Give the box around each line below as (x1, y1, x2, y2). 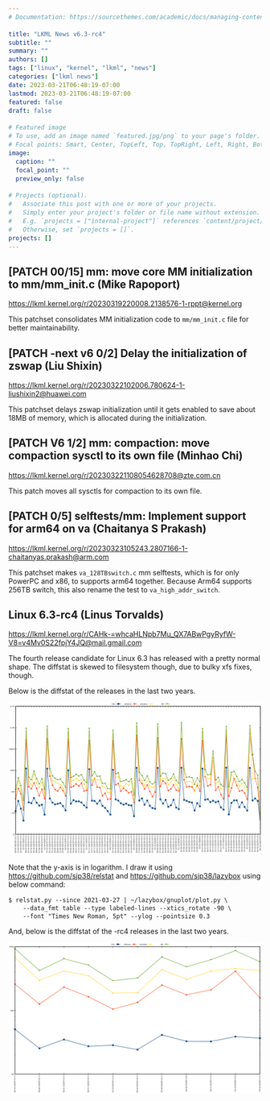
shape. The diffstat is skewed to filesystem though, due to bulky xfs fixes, (8, 662, 252, 672)
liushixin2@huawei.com (8, 389, 87, 398)
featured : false (8, 98, 63, 106)
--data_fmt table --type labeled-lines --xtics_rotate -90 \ (22, 904, 231, 912)
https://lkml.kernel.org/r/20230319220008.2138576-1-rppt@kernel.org (8, 299, 243, 309)
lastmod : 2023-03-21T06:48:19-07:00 (8, 89, 131, 98)
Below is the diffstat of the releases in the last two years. (8, 686, 196, 696)
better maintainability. (8, 323, 80, 333)
